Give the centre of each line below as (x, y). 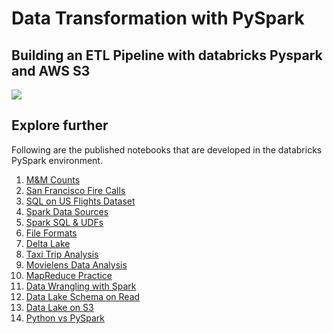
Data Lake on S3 (59, 307)
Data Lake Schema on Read (83, 296)
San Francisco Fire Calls (75, 190)
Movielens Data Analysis (76, 264)
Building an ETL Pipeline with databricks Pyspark (167, 55)
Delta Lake (48, 243)
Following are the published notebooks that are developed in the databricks (167, 149)
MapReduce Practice (69, 275)
